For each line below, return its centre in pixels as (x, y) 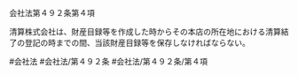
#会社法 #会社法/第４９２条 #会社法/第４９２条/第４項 (109, 61)
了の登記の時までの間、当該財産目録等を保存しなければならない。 (129, 43)
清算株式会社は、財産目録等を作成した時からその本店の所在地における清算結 (149, 32)
